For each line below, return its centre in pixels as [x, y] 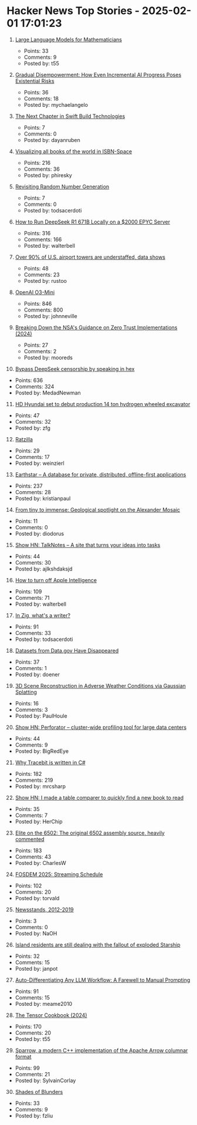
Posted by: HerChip [39, 821]
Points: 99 [27, 1068]
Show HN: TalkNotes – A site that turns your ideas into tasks [88, 545]
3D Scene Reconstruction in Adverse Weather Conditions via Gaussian [101, 685]
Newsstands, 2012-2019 [44, 909]
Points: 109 [28, 592]
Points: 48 [36, 268]
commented [30, 839]
